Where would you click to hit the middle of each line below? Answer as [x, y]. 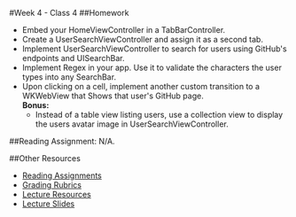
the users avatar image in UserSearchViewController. [132, 124]
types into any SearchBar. [69, 77]
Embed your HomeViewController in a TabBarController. [124, 30]
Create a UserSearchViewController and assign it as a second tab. [143, 39]
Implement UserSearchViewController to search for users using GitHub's [154, 49]
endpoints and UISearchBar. [73, 58]
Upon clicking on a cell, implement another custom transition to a [140, 86]
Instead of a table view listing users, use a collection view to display [159, 115]
